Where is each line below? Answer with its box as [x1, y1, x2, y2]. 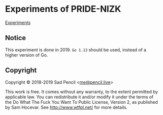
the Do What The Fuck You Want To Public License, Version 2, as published [5, 99, 158, 105]
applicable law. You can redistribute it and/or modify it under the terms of [5, 94, 154, 100]
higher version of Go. [5, 52, 48, 58]
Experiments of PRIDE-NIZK [5, 3, 122, 15]
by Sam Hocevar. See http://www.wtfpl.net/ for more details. [5, 104, 128, 110]
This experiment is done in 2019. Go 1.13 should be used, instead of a [5, 46, 147, 52]
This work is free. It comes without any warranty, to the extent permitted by [5, 89, 159, 94]
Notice [5, 34, 26, 42]
